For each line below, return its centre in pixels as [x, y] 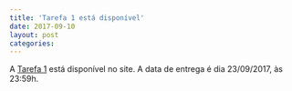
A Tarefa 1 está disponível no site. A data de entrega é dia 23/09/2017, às [146, 69]
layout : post [34, 35]
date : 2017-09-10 [42, 26]
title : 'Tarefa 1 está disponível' [77, 18]
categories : [32, 43]
